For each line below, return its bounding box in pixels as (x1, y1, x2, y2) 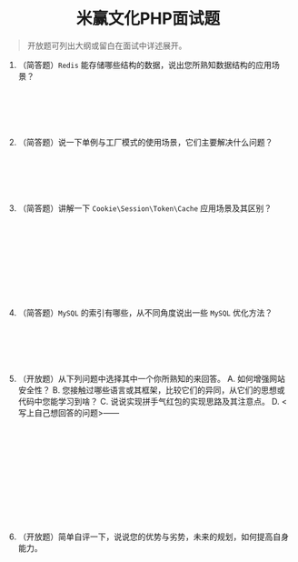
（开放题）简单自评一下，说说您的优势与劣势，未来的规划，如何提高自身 (17, 531, 289, 542)
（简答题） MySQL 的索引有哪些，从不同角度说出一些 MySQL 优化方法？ (17, 306, 273, 318)
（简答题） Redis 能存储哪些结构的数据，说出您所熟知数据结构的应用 (17, 59, 273, 70)
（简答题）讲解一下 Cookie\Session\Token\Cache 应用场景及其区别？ (17, 202, 273, 214)
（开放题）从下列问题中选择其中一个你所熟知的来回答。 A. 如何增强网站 (17, 373, 286, 384)
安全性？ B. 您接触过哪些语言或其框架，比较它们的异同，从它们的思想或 (17, 384, 285, 396)
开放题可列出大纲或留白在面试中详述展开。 (26, 40, 187, 51)
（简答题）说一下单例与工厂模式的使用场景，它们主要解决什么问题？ (17, 136, 273, 147)
